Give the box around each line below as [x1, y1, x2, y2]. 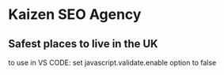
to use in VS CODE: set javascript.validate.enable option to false [8, 58, 217, 67]
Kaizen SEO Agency [8, 6, 142, 24]
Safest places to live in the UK [8, 37, 158, 51]
